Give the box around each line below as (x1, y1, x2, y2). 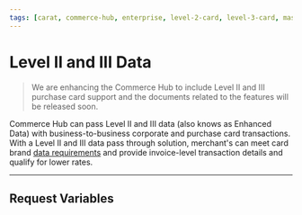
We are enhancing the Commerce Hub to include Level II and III (31, 82, 265, 93)
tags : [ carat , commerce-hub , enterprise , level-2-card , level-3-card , (9, 13, 280, 22)
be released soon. (31, 101, 99, 112)
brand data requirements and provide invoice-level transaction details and (9, 147, 283, 157)
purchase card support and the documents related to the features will (31, 91, 289, 102)
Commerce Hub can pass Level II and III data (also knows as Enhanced (9, 118, 272, 129)
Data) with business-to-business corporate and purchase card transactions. (9, 128, 291, 139)
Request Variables (9, 191, 114, 206)
